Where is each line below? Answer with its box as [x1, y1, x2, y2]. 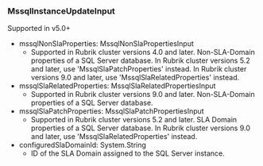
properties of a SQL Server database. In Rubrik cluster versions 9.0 [30, 123, 251, 133]
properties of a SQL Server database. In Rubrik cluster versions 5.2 [30, 56, 251, 65]
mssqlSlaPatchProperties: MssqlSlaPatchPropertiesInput [18, 106, 204, 116]
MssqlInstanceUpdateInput [7, 6, 116, 17]
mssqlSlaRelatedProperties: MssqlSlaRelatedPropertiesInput [18, 81, 216, 91]
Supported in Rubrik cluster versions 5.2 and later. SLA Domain [30, 115, 238, 125]
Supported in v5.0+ [7, 24, 71, 33]
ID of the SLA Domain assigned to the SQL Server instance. [30, 149, 226, 158]
